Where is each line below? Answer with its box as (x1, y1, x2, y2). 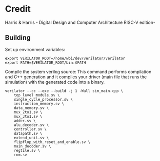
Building (5, 34, 31, 42)
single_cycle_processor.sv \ (14, 97, 73, 102)
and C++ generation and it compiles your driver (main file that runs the (5, 74, 147, 80)
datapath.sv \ (14, 131, 42, 136)
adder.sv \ (14, 118, 36, 123)
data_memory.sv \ (14, 106, 49, 110)
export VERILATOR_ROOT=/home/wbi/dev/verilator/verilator (5, 56, 125, 61)
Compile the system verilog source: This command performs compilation (5, 69, 152, 74)
